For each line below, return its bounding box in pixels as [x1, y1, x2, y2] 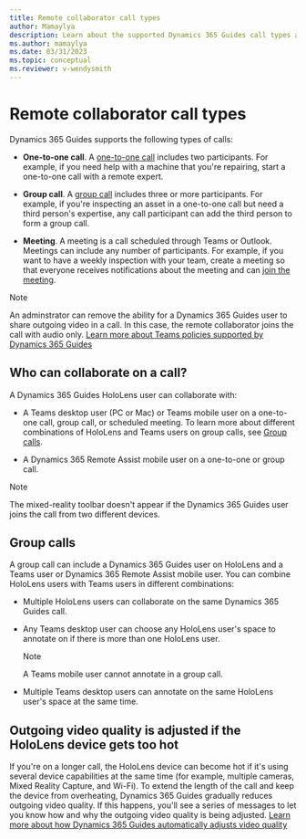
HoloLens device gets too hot [9, 737, 179, 752]
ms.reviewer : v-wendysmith [9, 65, 112, 74]
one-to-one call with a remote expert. [22, 171, 164, 182]
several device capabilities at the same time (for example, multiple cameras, [9, 771, 294, 781]
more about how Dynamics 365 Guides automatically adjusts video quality [9, 819, 288, 831]
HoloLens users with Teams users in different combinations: [9, 579, 235, 590]
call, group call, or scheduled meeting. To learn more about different [39, 416, 296, 427]
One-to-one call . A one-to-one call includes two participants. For [22, 152, 269, 163]
